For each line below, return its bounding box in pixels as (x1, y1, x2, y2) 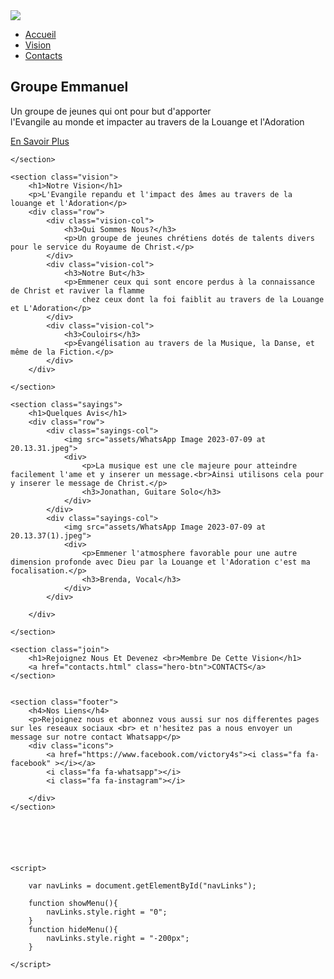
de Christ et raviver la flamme (10, 285, 145, 296)
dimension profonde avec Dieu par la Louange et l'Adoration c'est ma (10, 557, 311, 567)
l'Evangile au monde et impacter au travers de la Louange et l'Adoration (10, 115, 305, 128)
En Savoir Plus (10, 135, 70, 147)
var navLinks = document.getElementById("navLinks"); (28, 880, 257, 891)
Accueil (24, 29, 57, 40)
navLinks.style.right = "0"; (46, 907, 168, 917)
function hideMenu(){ (28, 924, 118, 934)
